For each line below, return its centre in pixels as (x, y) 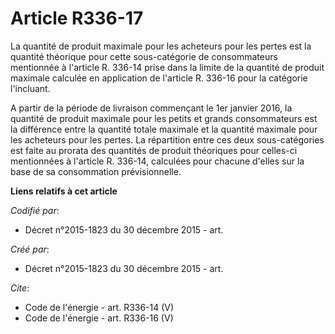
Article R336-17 (77, 18)
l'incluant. (30, 88)
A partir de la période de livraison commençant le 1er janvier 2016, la (151, 108)
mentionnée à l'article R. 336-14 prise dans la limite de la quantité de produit (167, 67)
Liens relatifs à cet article (64, 191)
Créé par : (30, 249)
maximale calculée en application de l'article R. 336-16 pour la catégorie (159, 78)
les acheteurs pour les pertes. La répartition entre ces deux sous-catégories (167, 139)
